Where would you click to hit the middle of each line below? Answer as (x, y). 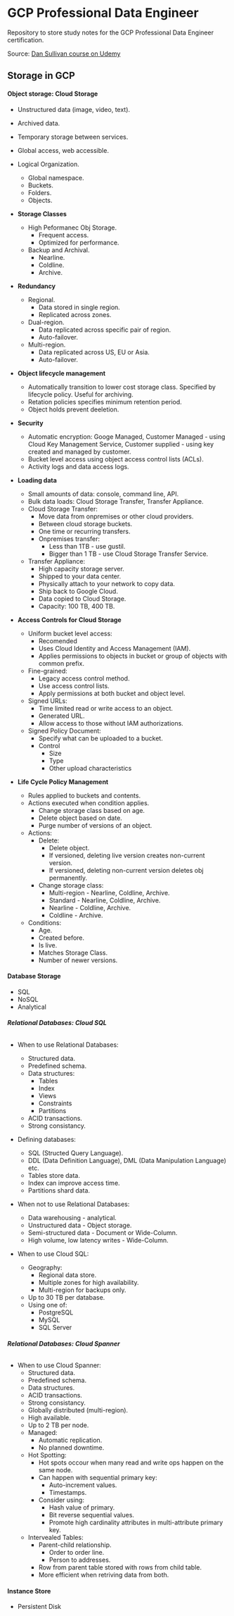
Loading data (37, 480)
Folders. (40, 192)
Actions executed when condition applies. (89, 803)
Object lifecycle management (61, 373)
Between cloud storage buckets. (85, 523)
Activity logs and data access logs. (78, 466)
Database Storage (34, 976)
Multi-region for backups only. (82, 1290)
